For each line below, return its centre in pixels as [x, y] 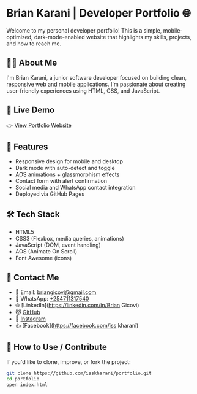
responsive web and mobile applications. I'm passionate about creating [96, 84]
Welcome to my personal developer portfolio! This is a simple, [84, 30]
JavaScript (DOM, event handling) [58, 245]
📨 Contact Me [33, 277]
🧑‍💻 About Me [32, 63]
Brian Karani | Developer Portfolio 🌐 [99, 13]
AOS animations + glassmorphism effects [67, 174]
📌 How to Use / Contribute [57, 347]
